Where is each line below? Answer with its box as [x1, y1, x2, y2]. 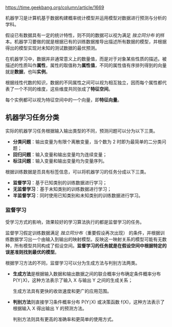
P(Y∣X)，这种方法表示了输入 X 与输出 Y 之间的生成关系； [12, 277, 133, 284]
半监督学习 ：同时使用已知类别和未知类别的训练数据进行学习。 [12, 192, 143, 199]
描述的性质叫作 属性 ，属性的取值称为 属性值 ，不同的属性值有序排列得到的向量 [5, 62, 167, 68]
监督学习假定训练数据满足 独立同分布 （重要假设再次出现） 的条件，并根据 [5, 230, 160, 236]
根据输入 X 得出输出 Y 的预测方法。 [12, 306, 87, 312]
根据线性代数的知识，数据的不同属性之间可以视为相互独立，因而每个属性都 [5, 79, 162, 85]
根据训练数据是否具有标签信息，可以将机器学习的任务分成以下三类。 [5, 168, 149, 175]
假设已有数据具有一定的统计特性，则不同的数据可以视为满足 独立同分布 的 [5, 32, 160, 38]
